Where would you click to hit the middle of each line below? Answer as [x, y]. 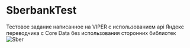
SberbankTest [41, 10]
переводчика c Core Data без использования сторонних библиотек [91, 33]
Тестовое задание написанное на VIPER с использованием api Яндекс [95, 27]
